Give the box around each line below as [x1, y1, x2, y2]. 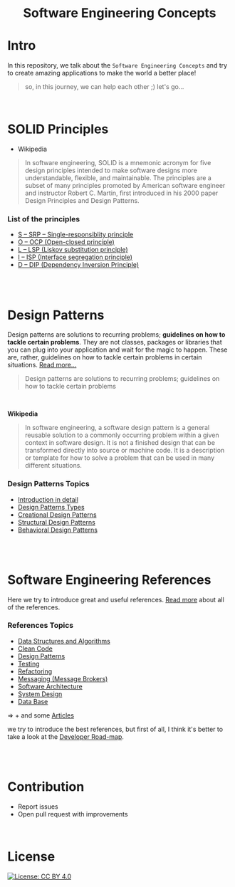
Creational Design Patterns [17, 510, 98, 519]
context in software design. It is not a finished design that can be [24, 439, 216, 447]
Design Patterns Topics [7, 479, 90, 489]
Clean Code [17, 644, 53, 653]
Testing [17, 659, 41, 668]
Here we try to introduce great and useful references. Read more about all [7, 595, 224, 604]
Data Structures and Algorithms [17, 636, 110, 645]
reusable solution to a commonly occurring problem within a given [24, 431, 219, 439]
